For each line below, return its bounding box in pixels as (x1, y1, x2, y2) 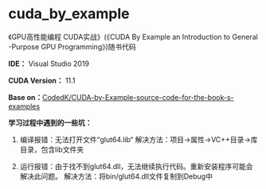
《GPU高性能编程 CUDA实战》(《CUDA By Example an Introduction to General (8, 32, 259, 41)
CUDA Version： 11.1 (8, 75, 76, 85)
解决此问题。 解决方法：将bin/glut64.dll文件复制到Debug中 (19, 172, 213, 181)
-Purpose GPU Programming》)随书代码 (8, 41, 137, 52)
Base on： (8, 92, 43, 102)
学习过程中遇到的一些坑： (8, 118, 92, 127)
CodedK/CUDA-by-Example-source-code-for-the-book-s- (42, 92, 235, 102)
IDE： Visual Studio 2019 (8, 59, 90, 68)
